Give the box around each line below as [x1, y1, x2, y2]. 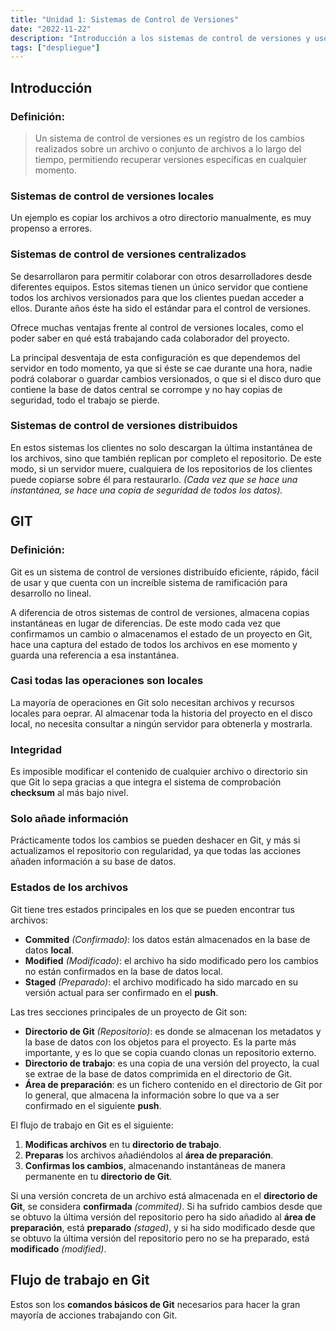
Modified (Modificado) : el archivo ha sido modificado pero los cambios [24, 954, 319, 966]
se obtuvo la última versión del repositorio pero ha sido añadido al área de [10, 1211, 317, 1223]
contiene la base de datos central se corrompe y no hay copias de [10, 383, 283, 395]
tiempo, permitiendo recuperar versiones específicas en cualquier [34, 153, 307, 165]
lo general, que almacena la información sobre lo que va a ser [24, 1089, 280, 1101]
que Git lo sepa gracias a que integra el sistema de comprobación [10, 776, 282, 788]
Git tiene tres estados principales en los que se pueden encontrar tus [10, 903, 295, 915]
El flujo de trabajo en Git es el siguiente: [10, 1119, 174, 1131]
